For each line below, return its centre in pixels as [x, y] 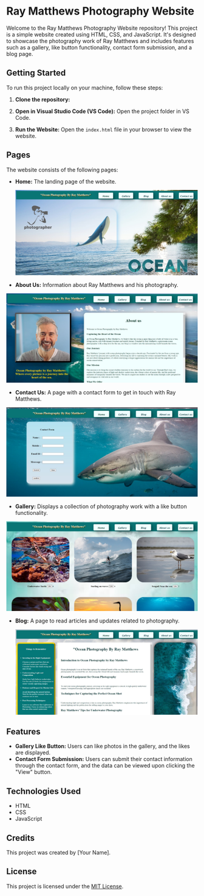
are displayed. [33, 753]
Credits [21, 838]
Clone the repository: [42, 99]
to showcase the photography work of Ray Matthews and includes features [100, 41]
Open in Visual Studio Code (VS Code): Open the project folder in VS [102, 111]
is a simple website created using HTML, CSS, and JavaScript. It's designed [101, 34]
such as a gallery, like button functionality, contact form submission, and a [99, 47]
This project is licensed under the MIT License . [65, 886]
